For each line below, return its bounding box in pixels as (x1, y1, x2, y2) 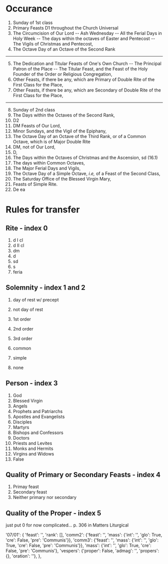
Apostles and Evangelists (12, 413, 65, 419)
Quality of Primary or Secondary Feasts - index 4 (5, 470, 161, 479)
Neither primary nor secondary (12, 494, 77, 500)
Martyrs (12, 424, 29, 430)
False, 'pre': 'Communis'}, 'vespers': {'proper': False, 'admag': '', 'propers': (5, 548, 159, 554)
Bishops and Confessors (12, 429, 64, 435)
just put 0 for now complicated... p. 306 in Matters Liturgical (5, 522, 129, 528)
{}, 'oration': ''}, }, (5, 553, 42, 559)
